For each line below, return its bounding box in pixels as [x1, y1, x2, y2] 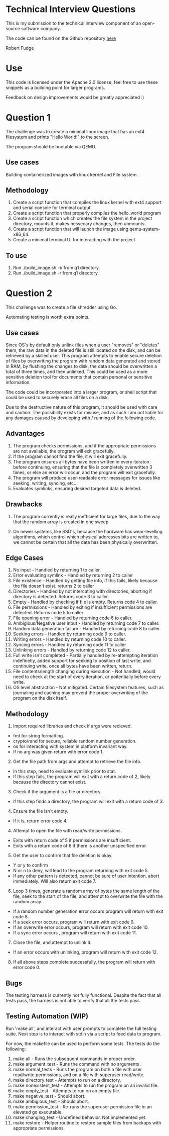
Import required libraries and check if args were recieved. [13, 723, 132, 729]
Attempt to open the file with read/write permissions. [13, 828, 122, 834]
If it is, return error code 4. [13, 818, 68, 824]
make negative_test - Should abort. [13, 1093, 86, 1099]
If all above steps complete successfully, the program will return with [13, 959, 155, 965]
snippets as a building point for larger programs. [6, 84, 105, 90]
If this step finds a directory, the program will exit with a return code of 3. [13, 798, 164, 805]
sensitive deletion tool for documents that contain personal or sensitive [6, 374, 152, 380]
